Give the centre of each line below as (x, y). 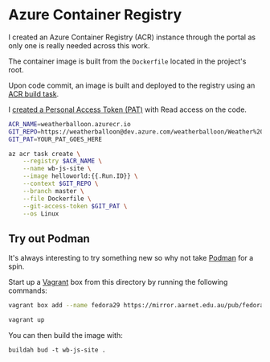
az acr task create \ (45, 154)
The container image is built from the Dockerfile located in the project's (127, 61)
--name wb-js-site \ (57, 169)
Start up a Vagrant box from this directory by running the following (118, 282)
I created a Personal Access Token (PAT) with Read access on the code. (128, 109)
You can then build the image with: (65, 335)
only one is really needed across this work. (79, 45)
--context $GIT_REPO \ (61, 184)
